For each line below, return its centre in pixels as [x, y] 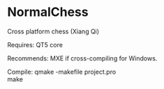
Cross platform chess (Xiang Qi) [53, 31]
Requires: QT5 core [35, 44]
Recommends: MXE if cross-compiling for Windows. [82, 58]
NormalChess [48, 12]
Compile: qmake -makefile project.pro [62, 72]
